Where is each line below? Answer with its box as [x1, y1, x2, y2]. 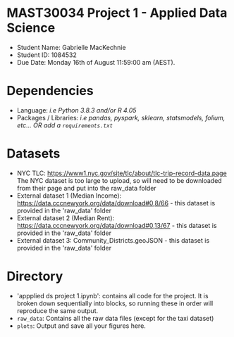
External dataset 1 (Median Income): [16, 191, 122, 200]
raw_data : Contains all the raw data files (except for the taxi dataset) [16, 314, 214, 322]
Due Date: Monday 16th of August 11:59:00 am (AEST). [16, 58, 175, 66]
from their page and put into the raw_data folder [16, 184, 156, 192]
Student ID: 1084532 [16, 51, 77, 59]
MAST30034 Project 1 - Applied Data [6, 5, 228, 21]
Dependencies [6, 83, 94, 99]
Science [6, 20, 56, 36]
